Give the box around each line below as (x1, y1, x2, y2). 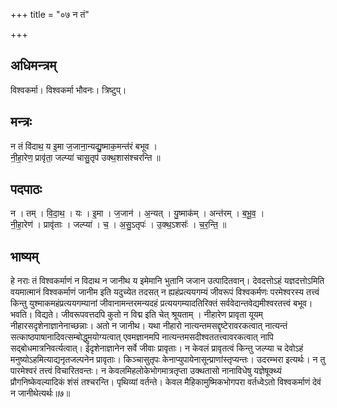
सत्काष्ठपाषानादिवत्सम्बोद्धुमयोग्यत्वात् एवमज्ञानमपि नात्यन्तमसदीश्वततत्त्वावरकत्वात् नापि (10, 331, 274, 343)
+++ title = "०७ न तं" (10, 9, 90, 20)
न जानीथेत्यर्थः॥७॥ (10, 387, 71, 399)
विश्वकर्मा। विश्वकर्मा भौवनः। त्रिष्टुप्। (10, 84, 127, 96)
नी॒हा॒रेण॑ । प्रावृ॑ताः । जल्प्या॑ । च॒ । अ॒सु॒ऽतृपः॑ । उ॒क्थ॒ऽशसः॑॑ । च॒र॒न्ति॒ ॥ (10, 219, 227, 231)
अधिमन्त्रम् (10, 57, 57, 74)
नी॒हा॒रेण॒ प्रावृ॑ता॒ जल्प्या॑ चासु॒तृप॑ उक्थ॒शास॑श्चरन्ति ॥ (10, 151, 161, 163)
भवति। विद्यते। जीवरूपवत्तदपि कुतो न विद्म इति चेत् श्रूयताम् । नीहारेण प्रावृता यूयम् (10, 309, 263, 321)
